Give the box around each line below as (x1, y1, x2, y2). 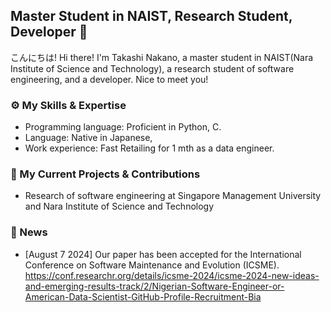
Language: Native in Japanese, (24, 132, 153, 144)
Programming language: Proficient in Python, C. (24, 121, 222, 133)
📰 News (10, 225, 48, 239)
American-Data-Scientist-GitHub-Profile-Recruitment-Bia (24, 290, 262, 303)
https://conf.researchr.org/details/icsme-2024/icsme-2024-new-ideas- (24, 269, 320, 281)
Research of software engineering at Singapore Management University (24, 190, 322, 202)
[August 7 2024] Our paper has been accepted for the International (24, 248, 302, 260)
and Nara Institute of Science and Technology (24, 200, 215, 213)
